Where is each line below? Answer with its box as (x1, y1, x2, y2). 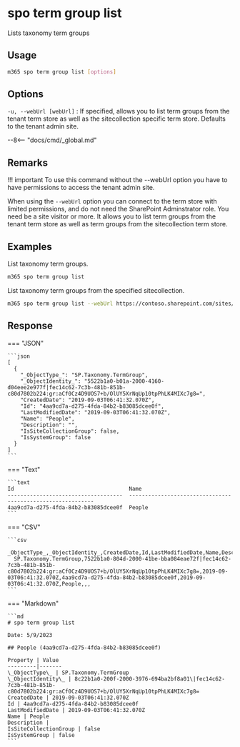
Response (7, 320, 54, 332)
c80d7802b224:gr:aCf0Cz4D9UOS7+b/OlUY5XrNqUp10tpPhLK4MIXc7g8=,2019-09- (7, 568, 229, 575)
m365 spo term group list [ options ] (7, 68, 116, 76)
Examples (7, 241, 52, 253)
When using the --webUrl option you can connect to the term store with (7, 197, 218, 206)
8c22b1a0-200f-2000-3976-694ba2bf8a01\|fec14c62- (74, 675, 225, 683)
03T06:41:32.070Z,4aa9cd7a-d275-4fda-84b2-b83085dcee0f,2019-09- (7, 573, 206, 581)
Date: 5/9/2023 (7, 631, 53, 638)
